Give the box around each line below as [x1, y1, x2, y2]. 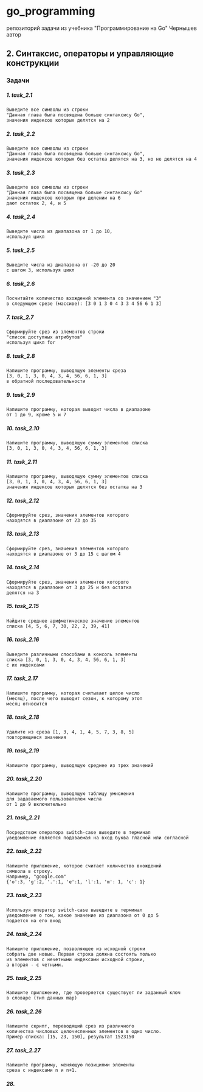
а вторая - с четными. [6, 962, 64, 968]
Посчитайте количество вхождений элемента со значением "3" [6, 295, 162, 302]
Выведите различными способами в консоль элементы [6, 651, 137, 657]
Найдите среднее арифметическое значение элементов [6, 618, 140, 624]
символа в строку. [6, 868, 53, 874]
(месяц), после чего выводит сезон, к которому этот [6, 695, 143, 701]
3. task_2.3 [6, 169, 35, 176]
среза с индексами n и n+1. [6, 1067, 78, 1074]
